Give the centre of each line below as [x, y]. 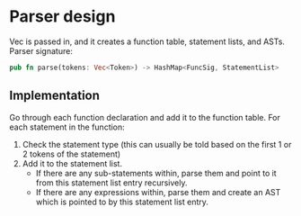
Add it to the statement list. [72, 163]
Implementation [55, 96]
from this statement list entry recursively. [111, 183]
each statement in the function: [67, 127]
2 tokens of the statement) [71, 154]
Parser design [62, 17]
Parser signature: [41, 50]
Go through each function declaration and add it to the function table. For [145, 117]
